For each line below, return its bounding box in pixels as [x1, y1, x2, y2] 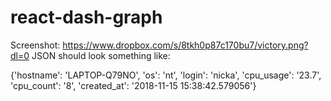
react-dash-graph [10, 6, 163, 29]
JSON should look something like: [31, 49, 171, 61]
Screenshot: [10, 39, 61, 51]
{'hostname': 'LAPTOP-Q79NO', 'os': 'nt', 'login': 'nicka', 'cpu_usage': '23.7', [10, 69, 322, 81]
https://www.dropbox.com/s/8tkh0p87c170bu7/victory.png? [62, 39, 309, 51]
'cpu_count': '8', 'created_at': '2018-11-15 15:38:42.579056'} [10, 79, 257, 91]
